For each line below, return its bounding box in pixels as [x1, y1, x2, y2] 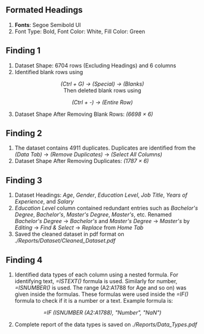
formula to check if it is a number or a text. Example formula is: [14, 297, 173, 305]
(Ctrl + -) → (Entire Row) [72, 98, 133, 106]
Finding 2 [6, 128, 42, 139]
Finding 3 [6, 175, 42, 186]
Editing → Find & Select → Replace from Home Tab [14, 224, 144, 232]
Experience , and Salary [14, 198, 74, 205]
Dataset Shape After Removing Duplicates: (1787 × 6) [14, 158, 149, 165]
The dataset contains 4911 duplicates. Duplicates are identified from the [14, 144, 196, 152]
